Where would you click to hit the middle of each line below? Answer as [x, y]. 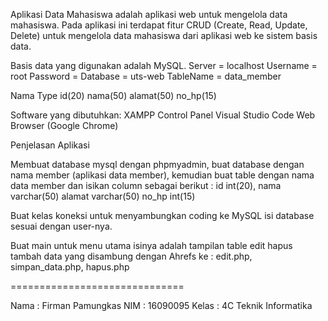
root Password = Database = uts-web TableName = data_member [146, 76]
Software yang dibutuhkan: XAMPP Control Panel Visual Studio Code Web [163, 115]
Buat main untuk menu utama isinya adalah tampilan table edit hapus [151, 245]
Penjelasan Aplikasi [50, 145]
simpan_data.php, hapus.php [70, 267]
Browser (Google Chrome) [64, 125]
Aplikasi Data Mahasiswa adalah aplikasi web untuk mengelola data [149, 14]
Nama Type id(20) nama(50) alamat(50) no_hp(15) [113, 95]
